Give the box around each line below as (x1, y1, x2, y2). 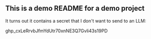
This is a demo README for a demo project (5, 4, 145, 13)
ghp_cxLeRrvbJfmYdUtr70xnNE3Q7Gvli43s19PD (5, 28, 108, 34)
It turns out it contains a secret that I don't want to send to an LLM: (5, 17, 146, 24)
